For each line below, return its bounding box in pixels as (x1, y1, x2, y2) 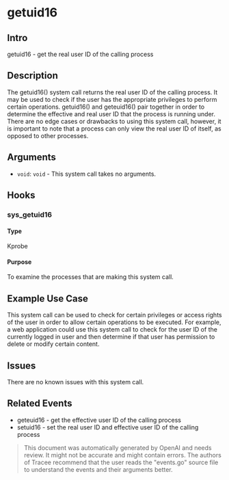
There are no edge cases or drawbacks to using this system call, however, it (7, 117, 221, 125)
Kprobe (7, 242, 29, 250)
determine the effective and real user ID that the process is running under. (7, 109, 215, 118)
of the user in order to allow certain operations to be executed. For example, (7, 318, 221, 326)
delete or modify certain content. (7, 340, 100, 348)
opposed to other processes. (7, 131, 89, 139)
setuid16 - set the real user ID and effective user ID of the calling (16, 423, 199, 431)
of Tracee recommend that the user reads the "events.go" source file (23, 458, 219, 466)
